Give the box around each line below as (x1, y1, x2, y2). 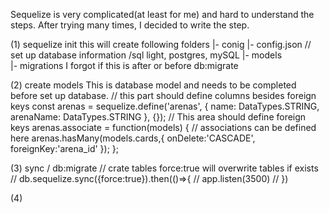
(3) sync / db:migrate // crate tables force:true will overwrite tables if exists (10, 162, 319, 174)
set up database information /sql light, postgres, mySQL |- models (10, 49, 283, 61)
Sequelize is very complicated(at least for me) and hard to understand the (10, 9, 315, 20)
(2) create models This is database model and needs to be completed (10, 79, 297, 91)
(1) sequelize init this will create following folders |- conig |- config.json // (10, 39, 312, 50)
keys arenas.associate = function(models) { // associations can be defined (10, 122, 317, 133)
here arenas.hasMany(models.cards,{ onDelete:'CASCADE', (10, 132, 256, 144)
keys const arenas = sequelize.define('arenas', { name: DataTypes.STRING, (10, 100, 320, 112)
